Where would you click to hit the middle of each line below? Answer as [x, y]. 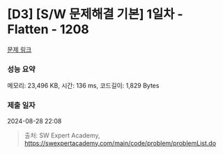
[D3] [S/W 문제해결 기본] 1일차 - [95, 14]
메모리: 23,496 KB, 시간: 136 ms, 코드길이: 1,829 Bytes [83, 86]
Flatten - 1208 [48, 29]
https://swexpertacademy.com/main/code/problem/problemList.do [120, 143]
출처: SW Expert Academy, [62, 135]
